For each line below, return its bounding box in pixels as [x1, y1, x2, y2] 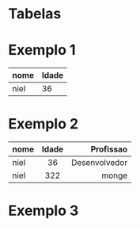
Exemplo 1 [8, 41, 77, 60]
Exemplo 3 [8, 202, 79, 220]
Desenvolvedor [70, 157, 128, 168]
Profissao [90, 144, 128, 155]
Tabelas [8, 5, 62, 23]
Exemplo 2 [8, 115, 79, 133]
